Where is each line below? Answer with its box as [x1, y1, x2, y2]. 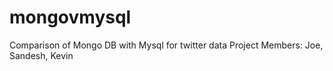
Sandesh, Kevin [9, 49, 74, 61]
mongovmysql [9, 6, 132, 29]
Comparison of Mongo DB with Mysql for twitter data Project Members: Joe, [9, 39, 324, 51]
